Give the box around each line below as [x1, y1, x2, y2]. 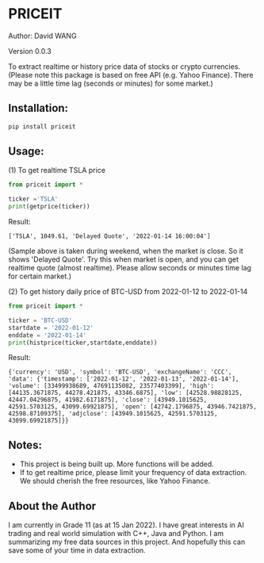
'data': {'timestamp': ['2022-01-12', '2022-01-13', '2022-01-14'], [8, 375, 239, 383]
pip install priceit [8, 122, 77, 131]
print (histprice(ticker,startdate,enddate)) [8, 339, 158, 347]
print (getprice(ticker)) [8, 203, 90, 211]
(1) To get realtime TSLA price [8, 166, 105, 175]
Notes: [8, 438, 42, 452]
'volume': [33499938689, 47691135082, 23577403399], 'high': [8, 382, 215, 390]
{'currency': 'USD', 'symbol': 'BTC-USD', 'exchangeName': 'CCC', [8, 368, 232, 377]
